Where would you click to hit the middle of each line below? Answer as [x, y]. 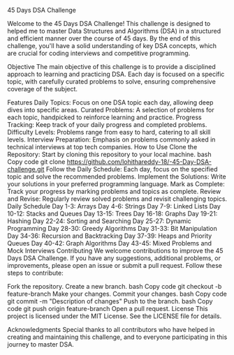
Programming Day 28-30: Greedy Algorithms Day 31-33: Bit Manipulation [112, 228]
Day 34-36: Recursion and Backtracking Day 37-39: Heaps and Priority [110, 236]
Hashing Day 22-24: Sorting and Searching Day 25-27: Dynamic [100, 221]
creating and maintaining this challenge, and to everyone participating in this [117, 337]
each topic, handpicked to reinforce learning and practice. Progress [104, 117]
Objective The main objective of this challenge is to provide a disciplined [111, 67]
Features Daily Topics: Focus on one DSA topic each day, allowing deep [110, 103]
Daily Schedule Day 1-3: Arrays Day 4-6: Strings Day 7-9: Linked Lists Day [114, 206]
